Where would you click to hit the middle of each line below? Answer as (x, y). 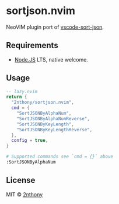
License (21, 180)
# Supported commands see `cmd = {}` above (60, 157)
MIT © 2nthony (24, 194)
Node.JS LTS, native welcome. (51, 59)
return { (17, 97)
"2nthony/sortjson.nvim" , (43, 103)
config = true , (30, 141)
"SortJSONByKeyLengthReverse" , (55, 130)
